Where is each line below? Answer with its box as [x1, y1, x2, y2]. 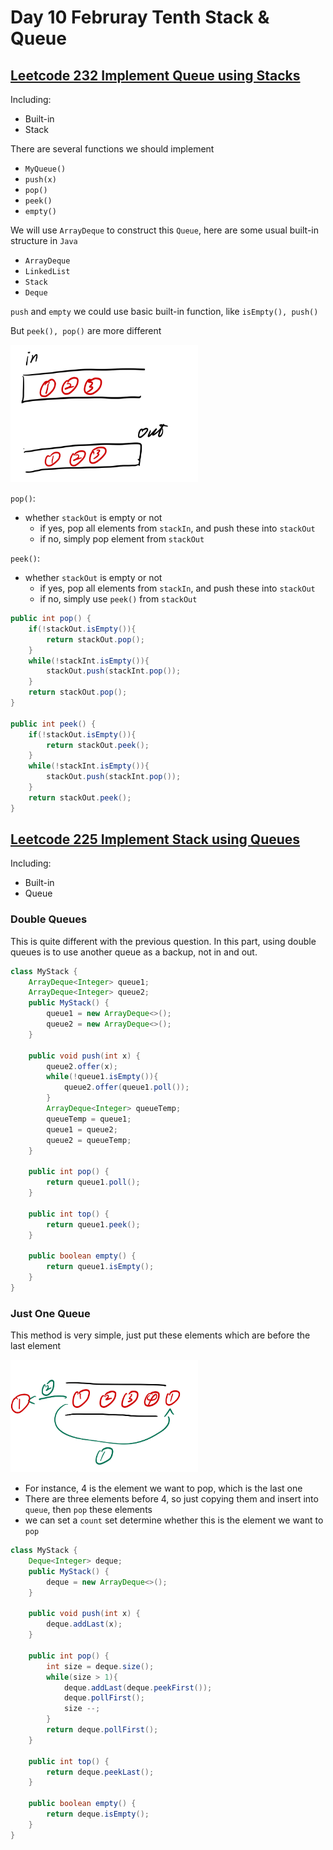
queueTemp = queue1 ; [46, 1114, 132, 1124]
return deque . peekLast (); [46, 1767, 155, 1777]
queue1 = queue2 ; [46, 1124, 118, 1135]
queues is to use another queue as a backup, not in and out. [10, 946, 258, 958]
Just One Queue [10, 1306, 91, 1320]
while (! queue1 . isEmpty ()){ [46, 1072, 159, 1082]
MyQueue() [24, 164, 67, 174]
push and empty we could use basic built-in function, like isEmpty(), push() [10, 306, 319, 317]
